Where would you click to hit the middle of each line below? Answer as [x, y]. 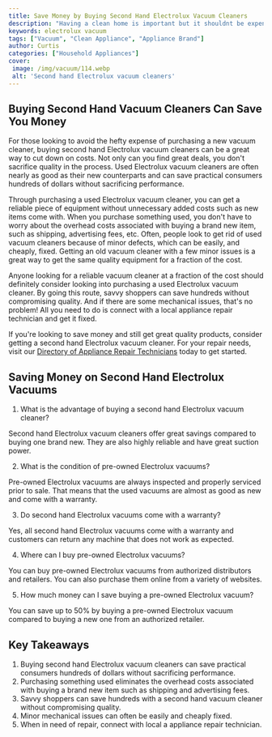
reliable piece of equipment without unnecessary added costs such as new [134, 208]
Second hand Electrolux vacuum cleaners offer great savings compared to [132, 433]
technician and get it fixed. [53, 319]
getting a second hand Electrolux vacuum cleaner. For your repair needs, [130, 343]
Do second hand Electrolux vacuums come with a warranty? [120, 515]
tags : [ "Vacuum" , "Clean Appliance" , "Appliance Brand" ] [106, 38]
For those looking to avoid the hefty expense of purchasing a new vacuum [132, 141]
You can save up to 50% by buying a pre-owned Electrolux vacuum [121, 611]
